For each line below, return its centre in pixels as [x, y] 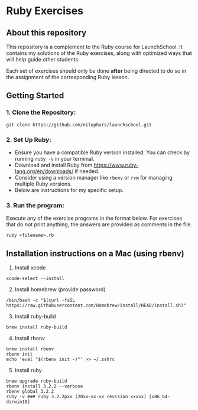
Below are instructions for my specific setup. [69, 190]
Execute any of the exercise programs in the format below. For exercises [94, 218]
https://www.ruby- [116, 165]
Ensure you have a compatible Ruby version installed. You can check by [102, 152]
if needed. [87, 171]
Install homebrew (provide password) [60, 289]
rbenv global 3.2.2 [30, 392]
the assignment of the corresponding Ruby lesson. [68, 77]
